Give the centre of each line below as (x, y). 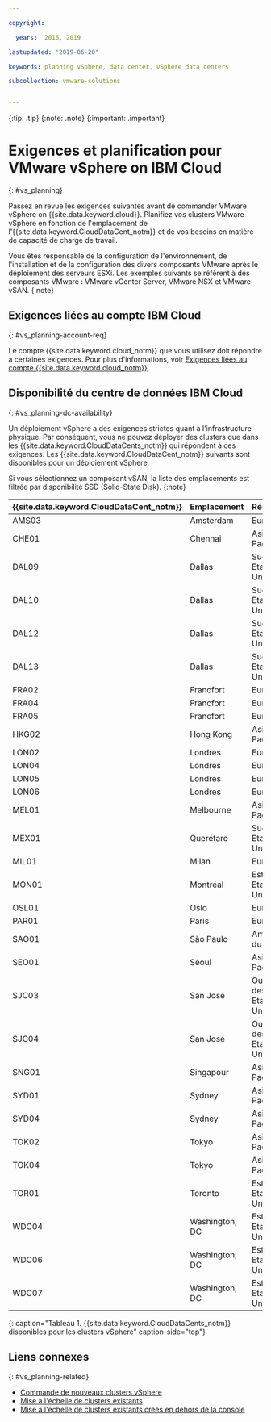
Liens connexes (49, 1357)
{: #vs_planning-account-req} (58, 335)
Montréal (206, 885)
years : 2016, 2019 (48, 37)
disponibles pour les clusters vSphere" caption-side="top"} (107, 1332)
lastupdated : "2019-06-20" (54, 52)
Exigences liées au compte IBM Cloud (105, 316)
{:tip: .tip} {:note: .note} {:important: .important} (87, 119)
